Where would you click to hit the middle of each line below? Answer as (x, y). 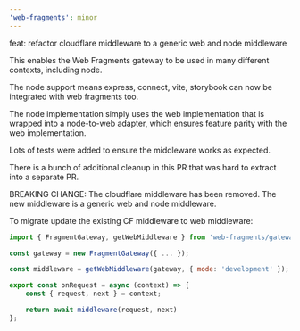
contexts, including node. (56, 70)
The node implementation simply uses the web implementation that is (137, 113)
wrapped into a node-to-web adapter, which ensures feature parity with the (148, 123)
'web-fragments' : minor (54, 17)
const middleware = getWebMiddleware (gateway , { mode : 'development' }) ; (150, 269)
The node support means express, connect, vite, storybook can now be (141, 87)
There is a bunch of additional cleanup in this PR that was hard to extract (143, 167)
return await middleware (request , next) (101, 310)
